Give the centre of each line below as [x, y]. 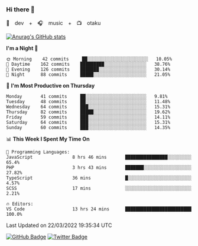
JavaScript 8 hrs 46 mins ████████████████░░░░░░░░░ [99, 157]
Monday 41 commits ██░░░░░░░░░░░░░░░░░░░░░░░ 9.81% [87, 97]
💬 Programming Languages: [38, 152]
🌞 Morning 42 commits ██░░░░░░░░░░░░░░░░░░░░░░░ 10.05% [89, 59]
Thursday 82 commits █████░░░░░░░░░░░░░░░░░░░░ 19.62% [88, 112]
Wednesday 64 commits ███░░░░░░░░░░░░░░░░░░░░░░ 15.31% [88, 107]
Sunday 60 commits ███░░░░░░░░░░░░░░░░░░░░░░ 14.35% [88, 128]
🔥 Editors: [20, 204]
